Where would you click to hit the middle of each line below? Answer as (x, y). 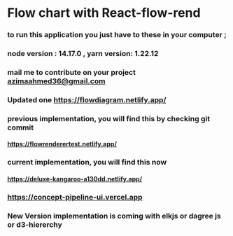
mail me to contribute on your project (72, 72)
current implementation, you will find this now (87, 162)
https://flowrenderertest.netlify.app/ (62, 144)
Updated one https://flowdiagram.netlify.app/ (87, 99)
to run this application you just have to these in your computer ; (117, 35)
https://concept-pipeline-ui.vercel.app (75, 197)
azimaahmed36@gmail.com (56, 81)
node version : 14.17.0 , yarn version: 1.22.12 (83, 54)
